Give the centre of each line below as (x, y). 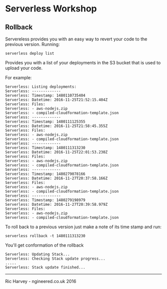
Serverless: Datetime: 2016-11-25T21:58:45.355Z (56, 126)
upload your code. (24, 68)
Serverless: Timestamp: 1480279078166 (45, 174)
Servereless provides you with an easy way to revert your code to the (76, 39)
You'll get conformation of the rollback (44, 245)
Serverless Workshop (51, 9)
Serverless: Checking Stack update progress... (55, 259)
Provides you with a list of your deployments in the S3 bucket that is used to (83, 63)
